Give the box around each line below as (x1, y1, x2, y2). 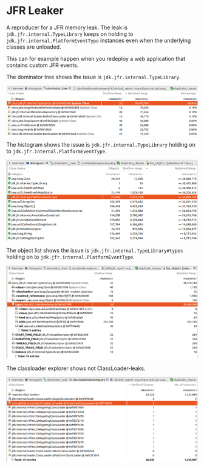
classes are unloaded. (6, 43, 62, 51)
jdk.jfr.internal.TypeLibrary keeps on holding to (6, 30, 134, 37)
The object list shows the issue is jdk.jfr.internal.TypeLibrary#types (6, 247, 183, 254)
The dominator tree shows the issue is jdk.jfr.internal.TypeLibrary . (6, 73, 181, 80)
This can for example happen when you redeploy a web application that (6, 55, 186, 62)
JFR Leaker (6, 4, 64, 18)
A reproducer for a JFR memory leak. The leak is (6, 24, 128, 31)
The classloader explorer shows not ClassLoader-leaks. (6, 365, 146, 372)
